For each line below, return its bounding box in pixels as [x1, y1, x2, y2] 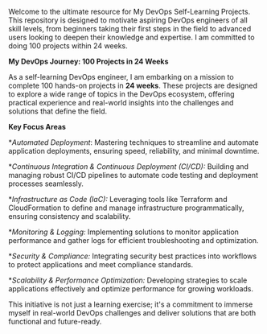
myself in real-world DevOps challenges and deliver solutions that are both [8, 308, 257, 317]
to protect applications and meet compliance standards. [8, 260, 194, 269]
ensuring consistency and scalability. [8, 212, 131, 221]
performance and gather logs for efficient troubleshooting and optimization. [8, 236, 259, 245]
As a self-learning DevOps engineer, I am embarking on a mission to [8, 72, 235, 81]
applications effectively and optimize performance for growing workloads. [8, 284, 254, 293]
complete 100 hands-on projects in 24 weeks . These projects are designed [8, 80, 258, 90]
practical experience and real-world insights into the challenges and [8, 98, 234, 107]
